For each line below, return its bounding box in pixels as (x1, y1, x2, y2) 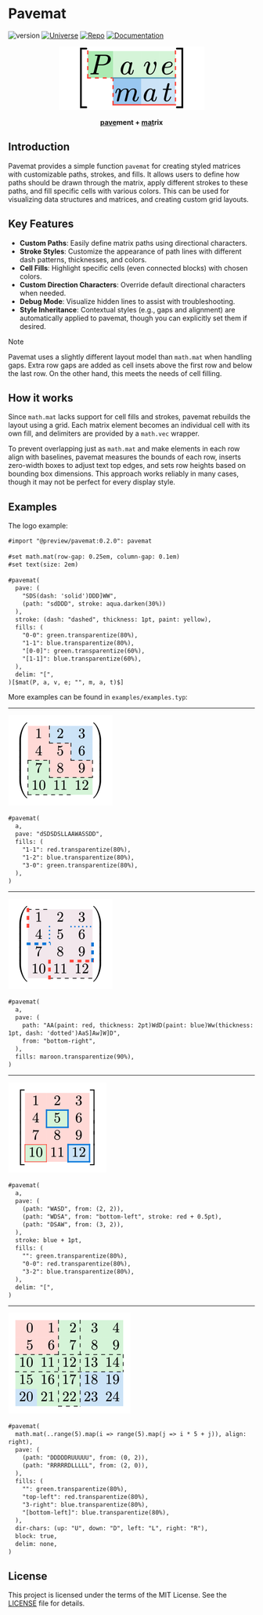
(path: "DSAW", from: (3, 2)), (22, 1221, 124, 1229)
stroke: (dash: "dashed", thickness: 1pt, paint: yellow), (15, 616, 212, 624)
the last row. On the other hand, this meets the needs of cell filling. (8, 368, 222, 378)
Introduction (8, 141, 70, 154)
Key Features (8, 217, 74, 231)
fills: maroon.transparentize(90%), (15, 1053, 135, 1061)
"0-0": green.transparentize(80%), (22, 631, 139, 640)
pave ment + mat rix (99, 117, 164, 126)
